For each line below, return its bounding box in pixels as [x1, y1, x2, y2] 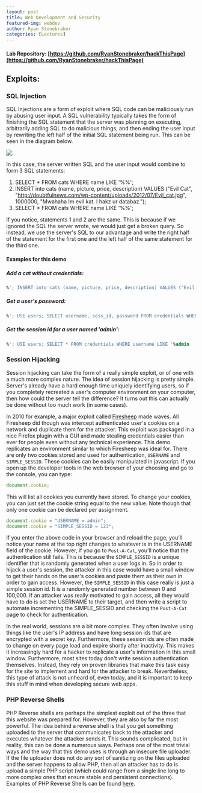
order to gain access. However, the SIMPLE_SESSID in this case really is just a [6, 579, 194, 586]
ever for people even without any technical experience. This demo [6, 438, 170, 445]
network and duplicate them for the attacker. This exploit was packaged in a [6, 425, 194, 433]
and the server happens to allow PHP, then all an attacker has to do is [6, 760, 179, 768]
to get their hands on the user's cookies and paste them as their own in [6, 573, 183, 580]
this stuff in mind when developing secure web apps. [6, 680, 137, 688]
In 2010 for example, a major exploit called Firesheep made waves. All [6, 413, 179, 420]
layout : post [6, 8, 39, 15]
